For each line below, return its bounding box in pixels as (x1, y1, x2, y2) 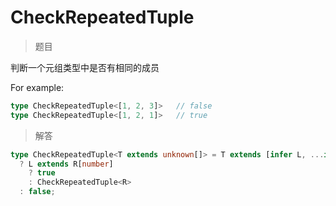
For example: (10, 81, 65, 93)
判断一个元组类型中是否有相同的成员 (10, 61, 160, 73)
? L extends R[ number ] (19, 159, 114, 169)
